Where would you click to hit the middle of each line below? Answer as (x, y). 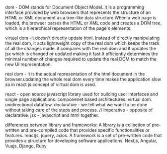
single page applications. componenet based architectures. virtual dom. (79, 99)
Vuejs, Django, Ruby (26, 146)
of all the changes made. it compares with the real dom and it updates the (81, 48)
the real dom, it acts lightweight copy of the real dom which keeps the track (83, 43)
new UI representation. (29, 64)
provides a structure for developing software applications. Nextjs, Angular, (81, 141)
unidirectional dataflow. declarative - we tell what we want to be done (76, 105)
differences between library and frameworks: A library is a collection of (78, 125)
